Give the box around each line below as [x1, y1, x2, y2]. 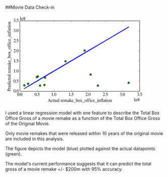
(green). [5, 151, 22, 157]
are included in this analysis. [5, 136, 64, 142]
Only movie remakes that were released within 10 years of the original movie [5, 130, 163, 136]
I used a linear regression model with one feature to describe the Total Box [5, 110, 160, 116]
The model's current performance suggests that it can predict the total [5, 161, 152, 166]
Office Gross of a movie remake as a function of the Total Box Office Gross [5, 115, 160, 121]
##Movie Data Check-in [5, 5, 55, 10]
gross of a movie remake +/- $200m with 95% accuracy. [5, 166, 123, 172]
